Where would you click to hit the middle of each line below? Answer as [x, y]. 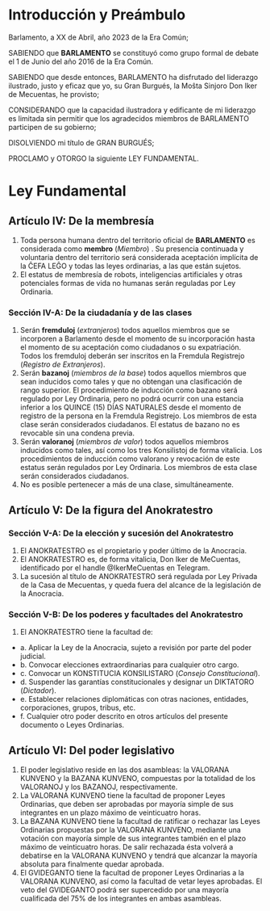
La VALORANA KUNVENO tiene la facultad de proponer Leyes [123, 796]
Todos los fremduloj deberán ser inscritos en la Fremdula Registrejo [132, 356]
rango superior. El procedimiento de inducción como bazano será [129, 390]
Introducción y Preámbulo [97, 15]
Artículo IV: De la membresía [81, 221]
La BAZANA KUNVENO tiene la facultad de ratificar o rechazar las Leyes [140, 821]
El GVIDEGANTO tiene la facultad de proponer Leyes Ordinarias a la [132, 873]
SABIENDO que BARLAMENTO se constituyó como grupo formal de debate [134, 52]
